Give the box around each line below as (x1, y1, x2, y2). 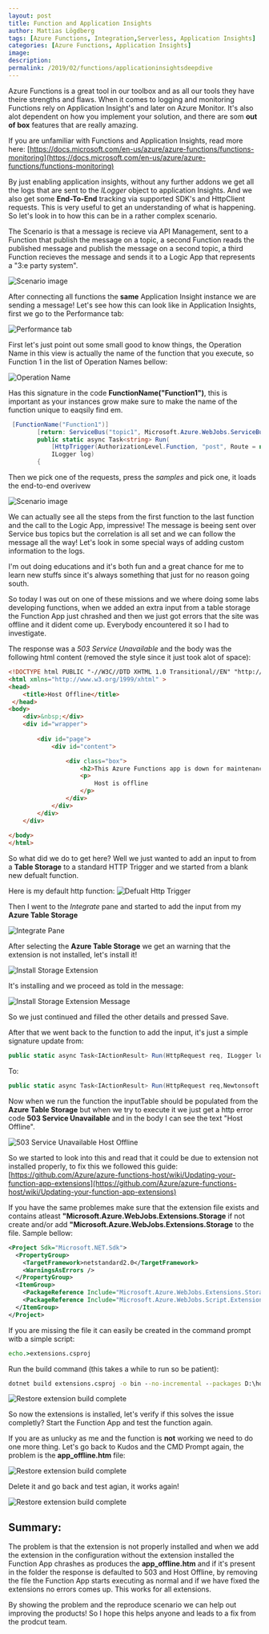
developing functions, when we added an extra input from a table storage (8, 603, 251, 612)
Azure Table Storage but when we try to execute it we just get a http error (8, 1104, 254, 1114)
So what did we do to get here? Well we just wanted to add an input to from (8, 854, 256, 864)
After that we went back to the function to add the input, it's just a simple (8, 1028, 248, 1038)
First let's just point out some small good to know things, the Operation (8, 339, 242, 349)
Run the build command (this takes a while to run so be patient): (8, 1364, 219, 1373)
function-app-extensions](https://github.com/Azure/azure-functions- (8, 1178, 238, 1188)
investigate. (8, 628, 46, 638)
